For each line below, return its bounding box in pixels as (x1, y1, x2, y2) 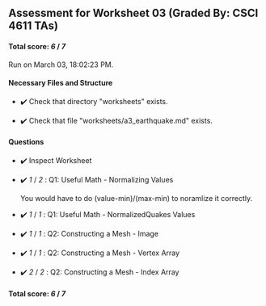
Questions (8, 137, 44, 147)
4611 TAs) (8, 19, 59, 33)
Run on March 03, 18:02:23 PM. (8, 60, 114, 69)
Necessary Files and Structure (8, 78, 113, 88)
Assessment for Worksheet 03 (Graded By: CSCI (8, 6, 259, 20)
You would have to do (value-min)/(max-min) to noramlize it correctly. (19, 194, 253, 203)
